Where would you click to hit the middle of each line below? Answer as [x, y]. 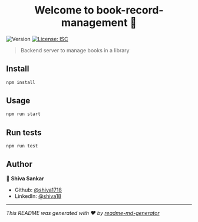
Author [19, 164]
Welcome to [64, 10]
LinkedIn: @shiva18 [38, 196]
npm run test [22, 146]
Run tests [24, 132]
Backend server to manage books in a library [75, 50]
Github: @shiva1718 [38, 190]
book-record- [130, 10]
